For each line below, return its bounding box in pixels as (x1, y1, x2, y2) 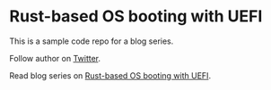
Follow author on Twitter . (9, 53, 101, 63)
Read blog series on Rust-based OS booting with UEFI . (9, 70, 212, 81)
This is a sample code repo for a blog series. (9, 36, 174, 46)
